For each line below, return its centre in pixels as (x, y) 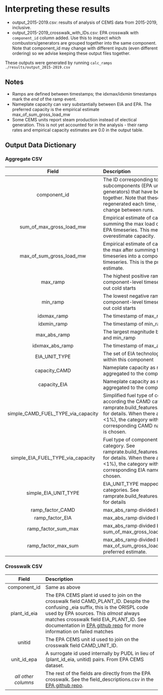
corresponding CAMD (128, 426)
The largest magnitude (129, 332)
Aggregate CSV (24, 159)
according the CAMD (127, 402)
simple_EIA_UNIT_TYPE (53, 493)
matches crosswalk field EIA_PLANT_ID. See (96, 619)
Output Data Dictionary (41, 145)
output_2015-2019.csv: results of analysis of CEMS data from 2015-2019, (85, 22)
